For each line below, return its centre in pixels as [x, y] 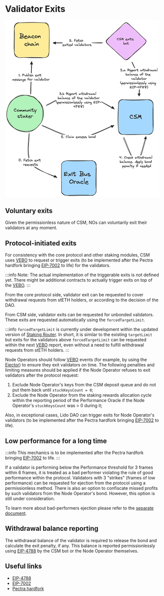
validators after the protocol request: [42, 375]
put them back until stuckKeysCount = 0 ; [53, 390]
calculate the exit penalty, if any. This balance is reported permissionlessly [80, 546]
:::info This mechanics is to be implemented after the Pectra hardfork [74, 453]
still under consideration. [30, 499]
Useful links [24, 566]
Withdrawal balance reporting [52, 529]
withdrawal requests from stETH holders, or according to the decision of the [82, 300]
